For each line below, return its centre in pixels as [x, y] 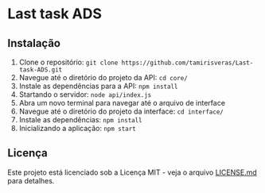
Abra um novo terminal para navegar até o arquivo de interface [122, 103]
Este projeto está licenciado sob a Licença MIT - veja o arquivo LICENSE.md [132, 172]
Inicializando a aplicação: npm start [77, 128]
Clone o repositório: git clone [68, 62]
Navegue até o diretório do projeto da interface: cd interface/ [121, 111]
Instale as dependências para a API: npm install [98, 86]
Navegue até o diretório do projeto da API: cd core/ [103, 77]
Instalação [34, 43]
